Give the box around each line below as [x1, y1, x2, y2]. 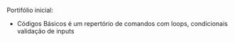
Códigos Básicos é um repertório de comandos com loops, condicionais [16, 20, 228, 27]
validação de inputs [16, 27, 75, 35]
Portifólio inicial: [6, 6, 54, 14]
